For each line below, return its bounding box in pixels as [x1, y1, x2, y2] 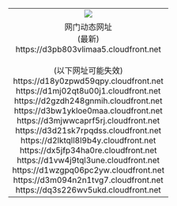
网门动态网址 [64, 21, 112, 32]
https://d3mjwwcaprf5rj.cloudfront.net [17, 115, 160, 126]
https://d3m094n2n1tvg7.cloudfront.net [13, 174, 164, 185]
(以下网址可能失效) [53, 65, 124, 76]
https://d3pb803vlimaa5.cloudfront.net [15, 44, 162, 55]
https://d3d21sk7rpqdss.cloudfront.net [15, 124, 162, 135]
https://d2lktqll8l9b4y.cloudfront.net [21, 135, 156, 146]
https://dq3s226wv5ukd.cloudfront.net [15, 184, 161, 195]
